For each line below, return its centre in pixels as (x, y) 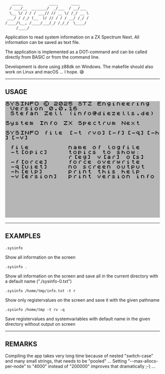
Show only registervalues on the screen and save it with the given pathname (82, 300)
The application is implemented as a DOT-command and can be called (76, 52)
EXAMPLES (23, 236)
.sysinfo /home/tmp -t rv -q (35, 309)
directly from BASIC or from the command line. (52, 57)
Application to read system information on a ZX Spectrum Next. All (72, 37)
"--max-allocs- (143, 361)
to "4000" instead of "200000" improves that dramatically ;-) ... (91, 366)
